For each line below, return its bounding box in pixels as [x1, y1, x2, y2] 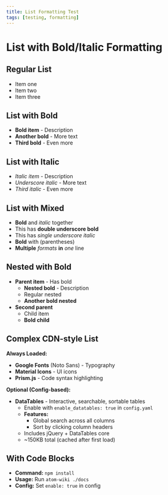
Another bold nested [23, 297, 77, 304]
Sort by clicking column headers [32, 423, 113, 431]
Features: [23, 410, 49, 417]
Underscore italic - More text [14, 179, 87, 187]
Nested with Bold [6, 262, 72, 272]
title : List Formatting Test [6, 8, 79, 15]
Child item [23, 310, 49, 317]
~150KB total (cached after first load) [23, 436, 116, 443]
